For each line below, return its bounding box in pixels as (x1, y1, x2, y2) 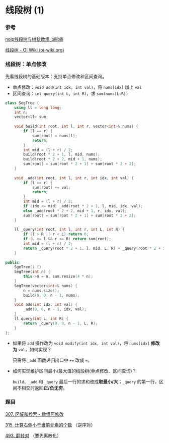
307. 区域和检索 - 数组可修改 (5, 411, 64, 417)
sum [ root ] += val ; (32, 185, 71, 190)
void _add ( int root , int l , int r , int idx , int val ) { (14, 175, 134, 181)
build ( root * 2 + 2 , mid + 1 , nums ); (23, 157, 103, 162)
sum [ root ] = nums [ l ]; (32, 133, 78, 138)
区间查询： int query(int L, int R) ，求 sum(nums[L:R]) (12, 90, 128, 96)
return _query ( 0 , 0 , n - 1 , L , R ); (23, 321, 98, 326)
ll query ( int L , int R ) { (14, 316, 69, 321)
